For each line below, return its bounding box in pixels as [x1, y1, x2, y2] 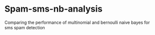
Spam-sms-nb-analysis [4, 3, 103, 15]
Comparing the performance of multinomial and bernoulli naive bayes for [4, 19, 150, 25]
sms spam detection [4, 24, 46, 30]
